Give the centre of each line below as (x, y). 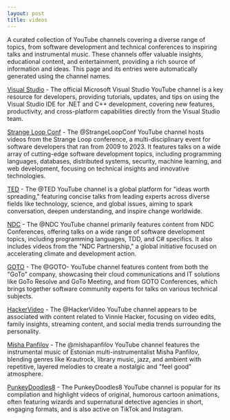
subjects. (20, 296)
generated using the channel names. (59, 76)
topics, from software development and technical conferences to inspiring (112, 47)
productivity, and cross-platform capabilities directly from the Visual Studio (114, 111)
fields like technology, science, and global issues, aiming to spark (100, 203)
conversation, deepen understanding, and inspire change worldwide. (105, 211)
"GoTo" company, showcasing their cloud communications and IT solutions (114, 274)
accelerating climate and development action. (72, 253)
